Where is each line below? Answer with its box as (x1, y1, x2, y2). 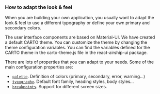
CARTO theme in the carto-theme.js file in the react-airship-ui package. (5, 50, 148, 55)
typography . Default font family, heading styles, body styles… (12, 79, 134, 84)
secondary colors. (5, 25, 41, 31)
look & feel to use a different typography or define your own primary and (5, 20, 150, 26)
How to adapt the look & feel (5, 4, 73, 11)
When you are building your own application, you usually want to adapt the (5, 15, 154, 21)
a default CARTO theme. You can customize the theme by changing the (5, 40, 147, 45)
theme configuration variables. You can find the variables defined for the (5, 45, 150, 51)
